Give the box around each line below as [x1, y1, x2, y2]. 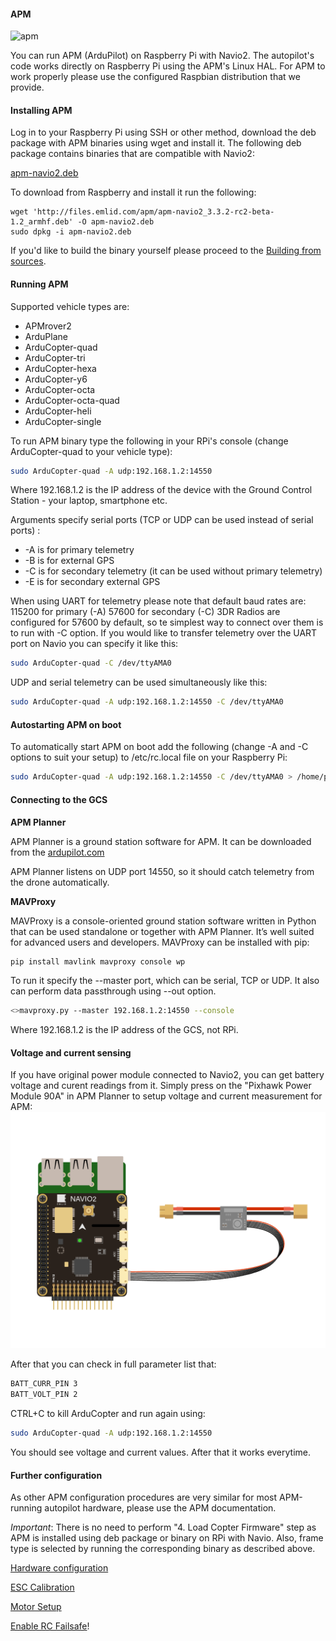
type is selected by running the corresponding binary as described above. [10, 1543, 316, 1555]
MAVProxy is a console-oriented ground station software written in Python [10, 915, 317, 927]
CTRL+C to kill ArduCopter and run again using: [10, 1408, 206, 1420]
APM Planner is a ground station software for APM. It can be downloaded [10, 835, 312, 847]
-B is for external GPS [24, 555, 115, 567]
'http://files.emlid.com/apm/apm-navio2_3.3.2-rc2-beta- [32, 207, 275, 217]
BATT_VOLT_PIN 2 [10, 1390, 78, 1400]
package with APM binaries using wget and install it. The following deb [10, 137, 302, 149]
